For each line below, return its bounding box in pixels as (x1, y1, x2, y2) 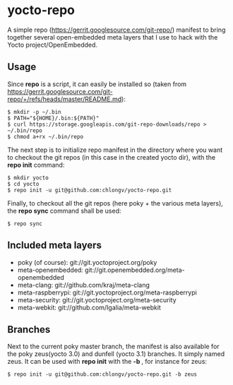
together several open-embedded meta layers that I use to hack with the (7, 32, 218, 41)
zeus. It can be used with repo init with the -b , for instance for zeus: (7, 357, 207, 366)
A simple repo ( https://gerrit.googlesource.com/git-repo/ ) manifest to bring (7, 25, 226, 34)
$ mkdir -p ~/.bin (7, 108, 61, 115)
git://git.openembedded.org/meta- (84, 266, 185, 274)
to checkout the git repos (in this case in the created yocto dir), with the (7, 153, 216, 161)
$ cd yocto (7, 180, 40, 187)
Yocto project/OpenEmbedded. (7, 40, 97, 49)
